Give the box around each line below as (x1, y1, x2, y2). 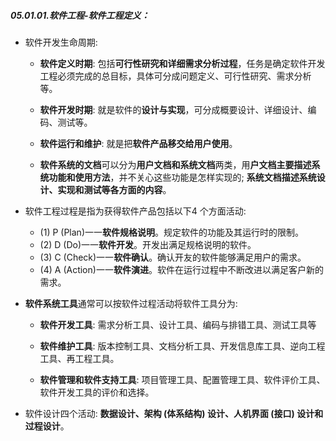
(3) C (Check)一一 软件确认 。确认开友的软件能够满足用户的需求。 (39, 251, 307, 263)
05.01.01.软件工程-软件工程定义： (10, 9, 150, 21)
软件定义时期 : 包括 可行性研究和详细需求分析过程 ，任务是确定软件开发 (39, 57, 326, 69)
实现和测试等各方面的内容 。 (57, 183, 172, 195)
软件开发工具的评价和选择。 (39, 386, 155, 398)
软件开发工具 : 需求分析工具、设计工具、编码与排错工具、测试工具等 (39, 318, 317, 330)
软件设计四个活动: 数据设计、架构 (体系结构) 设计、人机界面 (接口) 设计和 (24, 407, 324, 419)
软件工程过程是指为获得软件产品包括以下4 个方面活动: (24, 205, 247, 217)
